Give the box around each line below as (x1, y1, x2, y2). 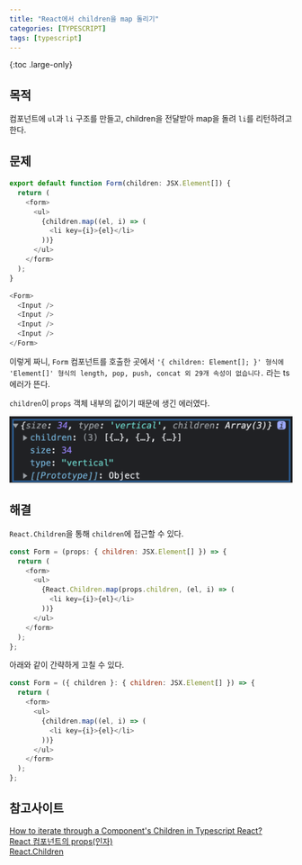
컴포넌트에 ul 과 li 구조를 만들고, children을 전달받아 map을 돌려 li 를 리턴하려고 (9, 113, 293, 124)
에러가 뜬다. (9, 378, 51, 389)
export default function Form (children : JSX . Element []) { (9, 179, 231, 188)
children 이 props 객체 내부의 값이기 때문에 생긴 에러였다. (9, 397, 210, 409)
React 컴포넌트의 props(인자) (9, 835, 113, 846)
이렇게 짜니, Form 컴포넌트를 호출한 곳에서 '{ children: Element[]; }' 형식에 (9, 356, 285, 366)
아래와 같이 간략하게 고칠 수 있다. (9, 660, 125, 671)
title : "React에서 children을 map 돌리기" (9, 14, 160, 23)
